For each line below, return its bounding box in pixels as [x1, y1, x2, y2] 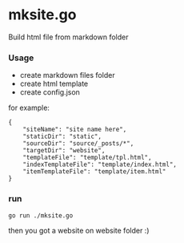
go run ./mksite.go [8, 211, 74, 220]
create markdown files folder [19, 71, 115, 80]
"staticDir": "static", [22, 132, 102, 141]
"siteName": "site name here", [22, 126, 127, 134]
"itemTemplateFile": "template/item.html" [22, 168, 166, 176]
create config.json [19, 87, 80, 97]
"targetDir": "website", [22, 147, 106, 155]
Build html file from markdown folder [8, 32, 129, 42]
